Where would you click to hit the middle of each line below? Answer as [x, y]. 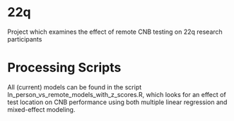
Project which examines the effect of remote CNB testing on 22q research [115, 32]
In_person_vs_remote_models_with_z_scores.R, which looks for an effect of [117, 94]
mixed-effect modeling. [41, 109]
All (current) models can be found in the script [75, 87]
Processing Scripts [64, 68]
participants [25, 39]
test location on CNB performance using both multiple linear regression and [117, 102]
